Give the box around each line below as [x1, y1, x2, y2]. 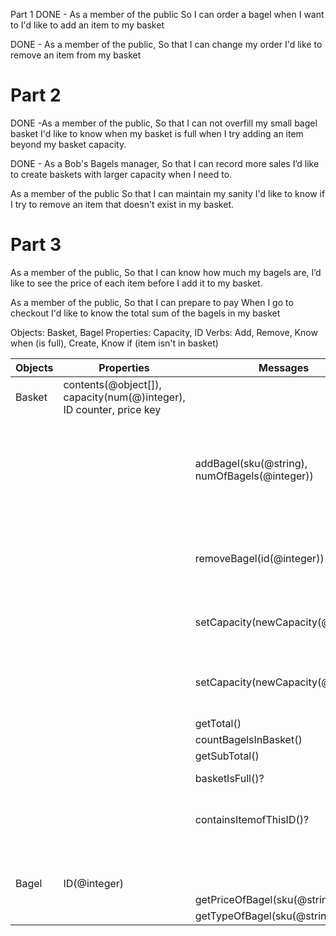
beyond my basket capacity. [10, 138, 127, 150]
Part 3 [10, 234, 62, 256]
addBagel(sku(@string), [194, 456, 308, 470]
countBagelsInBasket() [194, 732, 303, 746]
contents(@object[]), [63, 377, 162, 391]
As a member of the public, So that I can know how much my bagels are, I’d [10, 266, 322, 278]
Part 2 [10, 84, 62, 107]
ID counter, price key [63, 402, 162, 416]
